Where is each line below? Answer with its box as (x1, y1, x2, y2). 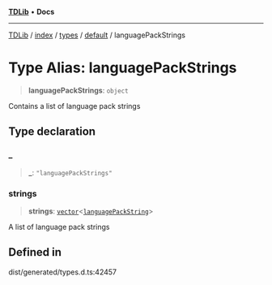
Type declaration (8, 125, 96, 139)
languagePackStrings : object (28, 85, 129, 95)
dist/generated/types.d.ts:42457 (8, 267, 117, 277)
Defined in (8, 245, 62, 259)
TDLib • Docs (8, 7, 55, 16)
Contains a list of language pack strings (8, 101, 141, 110)
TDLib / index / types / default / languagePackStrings (8, 30, 186, 40)
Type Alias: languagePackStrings (8, 58, 237, 77)
